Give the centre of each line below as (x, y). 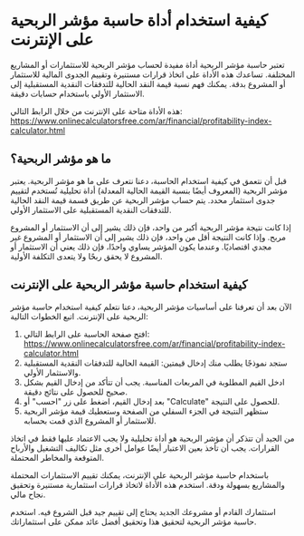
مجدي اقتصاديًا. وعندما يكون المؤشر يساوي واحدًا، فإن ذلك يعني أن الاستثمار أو (141, 247)
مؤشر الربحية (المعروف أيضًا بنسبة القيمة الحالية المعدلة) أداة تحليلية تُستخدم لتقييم (149, 190)
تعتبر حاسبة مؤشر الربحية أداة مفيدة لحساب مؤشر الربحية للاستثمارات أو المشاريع (147, 64)
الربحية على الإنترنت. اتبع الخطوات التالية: (79, 316)
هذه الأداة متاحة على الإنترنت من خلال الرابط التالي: (96, 111)
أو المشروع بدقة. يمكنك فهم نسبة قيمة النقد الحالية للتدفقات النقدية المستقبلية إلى (148, 83)
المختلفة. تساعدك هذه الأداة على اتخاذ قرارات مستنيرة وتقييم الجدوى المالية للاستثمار (153, 74)
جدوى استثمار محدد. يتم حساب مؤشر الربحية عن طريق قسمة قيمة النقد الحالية (143, 200)
